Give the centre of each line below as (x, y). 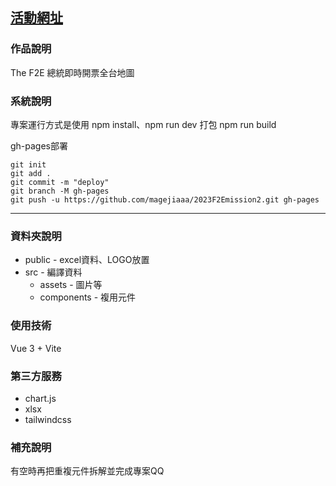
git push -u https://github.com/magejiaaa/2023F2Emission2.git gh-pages (165, 199)
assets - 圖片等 (71, 285)
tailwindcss (48, 419)
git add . (31, 173)
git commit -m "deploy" (60, 182)
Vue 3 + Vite (36, 348)
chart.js (40, 398)
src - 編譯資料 (53, 272)
